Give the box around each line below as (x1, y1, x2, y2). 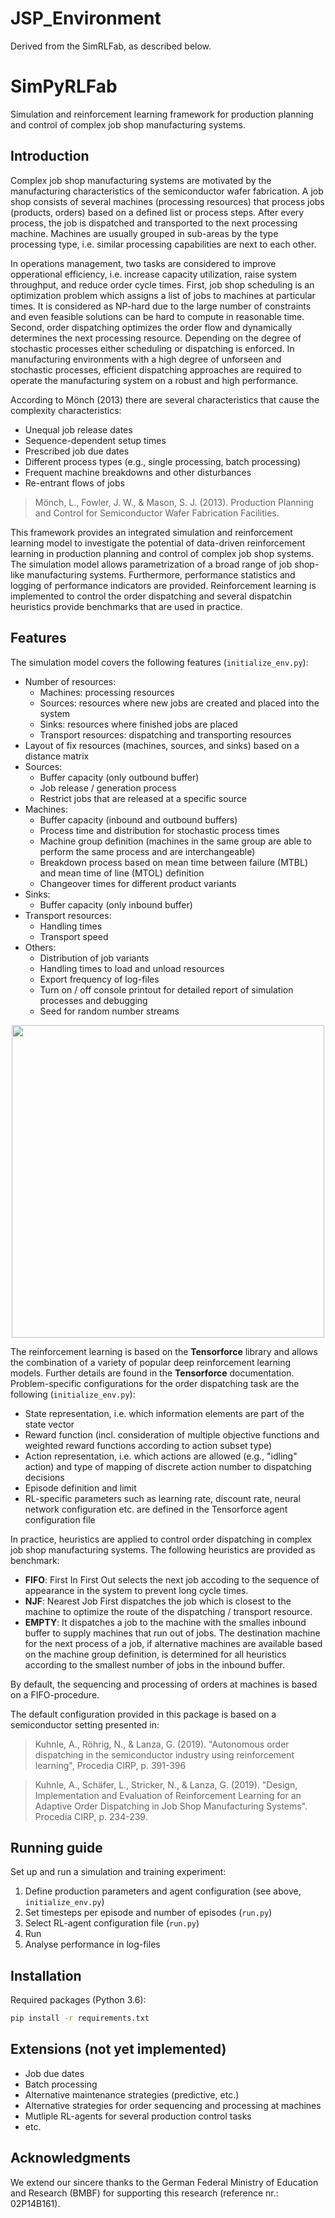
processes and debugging (39, 994, 148, 1006)
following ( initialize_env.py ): (10, 1388, 136, 1400)
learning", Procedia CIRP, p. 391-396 (34, 1759, 187, 1771)
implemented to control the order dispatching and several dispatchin (10, 590, 292, 602)
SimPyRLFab (10, 75, 118, 98)
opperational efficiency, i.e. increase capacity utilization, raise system (10, 268, 298, 280)
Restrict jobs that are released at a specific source (39, 792, 248, 804)
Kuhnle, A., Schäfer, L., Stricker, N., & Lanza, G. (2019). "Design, (34, 1778, 298, 1791)
